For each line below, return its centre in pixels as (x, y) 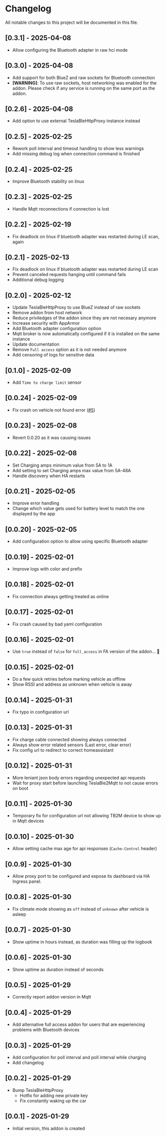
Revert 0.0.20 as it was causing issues (51, 437)
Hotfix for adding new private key (54, 1095)
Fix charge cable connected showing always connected (69, 739)
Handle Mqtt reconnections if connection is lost (61, 209)
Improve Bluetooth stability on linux (48, 181)
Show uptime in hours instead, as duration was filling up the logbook (82, 942)
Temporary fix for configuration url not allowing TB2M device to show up (86, 816)
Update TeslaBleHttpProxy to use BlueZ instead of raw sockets (76, 307)
